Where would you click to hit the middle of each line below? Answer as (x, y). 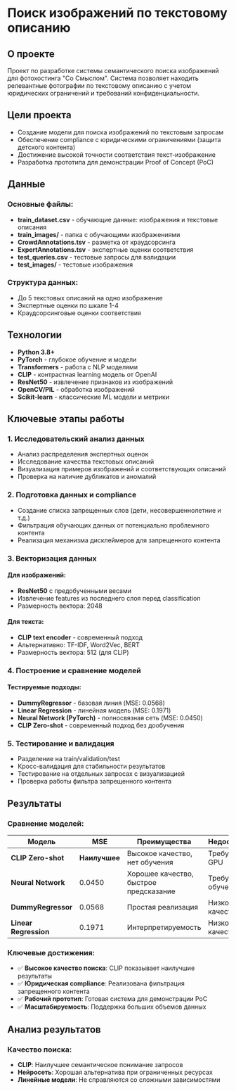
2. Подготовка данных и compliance (72, 495)
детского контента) (46, 147)
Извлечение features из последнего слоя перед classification (109, 598)
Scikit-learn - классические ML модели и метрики (93, 397)
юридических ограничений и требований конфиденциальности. (104, 93)
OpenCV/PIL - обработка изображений (76, 389)
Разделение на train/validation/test (69, 759)
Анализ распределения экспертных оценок (83, 454)
